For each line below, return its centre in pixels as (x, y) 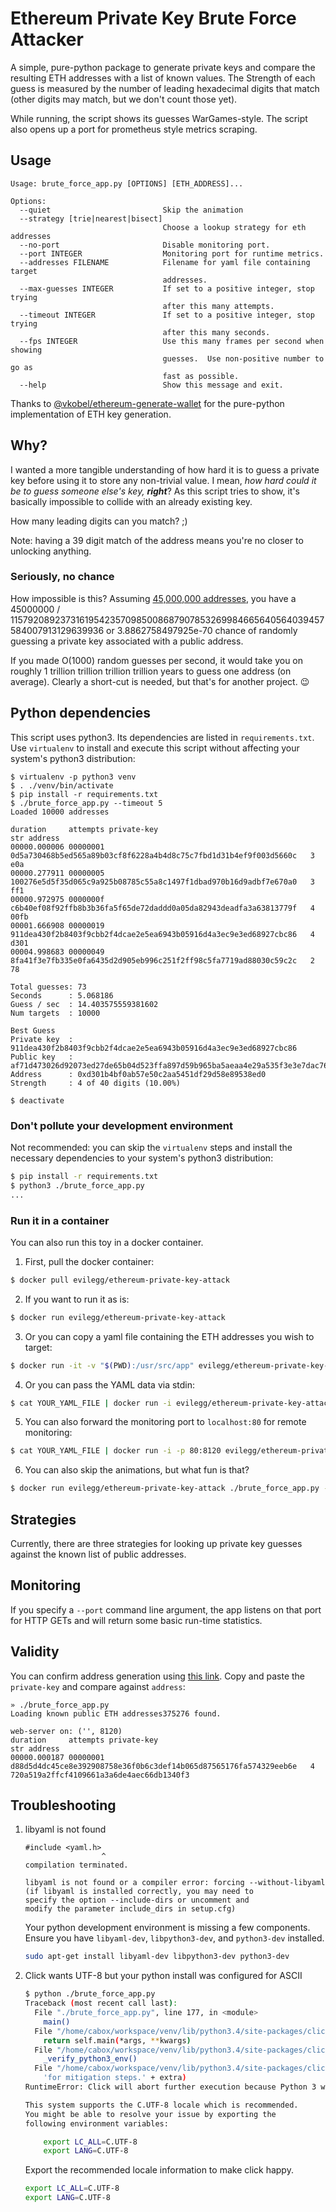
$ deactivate (37, 1100)
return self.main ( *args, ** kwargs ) (117, 2040)
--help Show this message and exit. (151, 385)
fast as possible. (201, 376)
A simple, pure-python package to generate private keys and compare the (163, 67)
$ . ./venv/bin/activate (62, 785)
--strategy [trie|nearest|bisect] (91, 218)
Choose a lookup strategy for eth (234, 227)
